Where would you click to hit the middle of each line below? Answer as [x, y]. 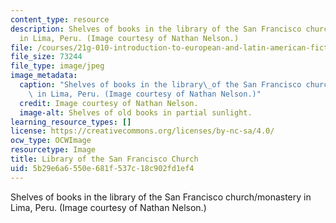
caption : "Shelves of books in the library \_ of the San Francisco [160, 85]
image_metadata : [44, 76]
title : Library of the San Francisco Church [104, 159]
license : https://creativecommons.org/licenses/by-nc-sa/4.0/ [142, 131]
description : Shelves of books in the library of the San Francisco [156, 29]
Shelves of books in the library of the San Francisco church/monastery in [161, 197]
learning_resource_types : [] [71, 122]
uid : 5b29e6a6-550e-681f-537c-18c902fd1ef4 [102, 168]
